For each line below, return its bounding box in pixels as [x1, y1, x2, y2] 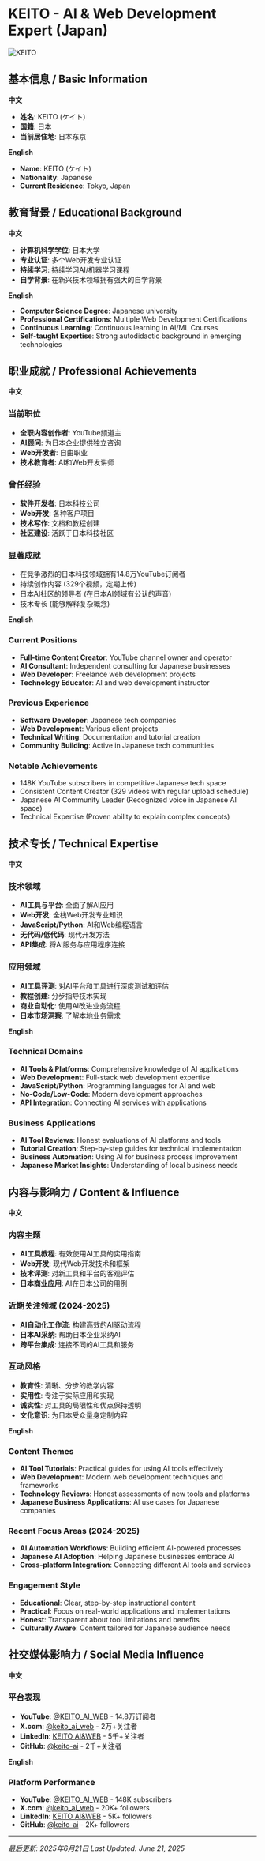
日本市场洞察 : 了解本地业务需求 [19, 1011, 121, 1020]
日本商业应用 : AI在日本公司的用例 [19, 1279, 128, 1288]
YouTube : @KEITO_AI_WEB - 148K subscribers [19, 1795, 172, 1804]
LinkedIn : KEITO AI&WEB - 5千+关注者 [19, 1731, 144, 1741]
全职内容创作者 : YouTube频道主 [19, 428, 122, 437]
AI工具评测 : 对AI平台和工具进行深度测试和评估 [19, 981, 170, 990]
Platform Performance [8, 1776, 95, 1788]
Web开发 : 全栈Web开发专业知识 [19, 910, 124, 920]
